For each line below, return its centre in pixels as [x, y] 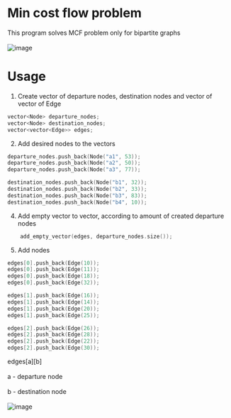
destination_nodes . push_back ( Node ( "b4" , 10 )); [77, 202]
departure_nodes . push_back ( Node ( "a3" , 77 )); [74, 170]
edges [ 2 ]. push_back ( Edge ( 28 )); [53, 335]
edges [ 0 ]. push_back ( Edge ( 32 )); [53, 283]
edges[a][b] [25, 361]
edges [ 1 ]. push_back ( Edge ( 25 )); [53, 315]
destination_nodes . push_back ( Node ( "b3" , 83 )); [77, 196]
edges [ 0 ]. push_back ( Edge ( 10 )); [53, 263]
